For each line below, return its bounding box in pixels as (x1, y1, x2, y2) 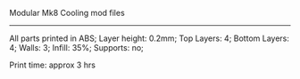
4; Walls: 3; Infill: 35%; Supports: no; (9, 43, 145, 52)
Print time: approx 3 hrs (9, 59, 96, 70)
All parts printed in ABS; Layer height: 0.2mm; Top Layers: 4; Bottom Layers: (9, 33, 290, 43)
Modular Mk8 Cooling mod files (9, 8, 125, 18)
